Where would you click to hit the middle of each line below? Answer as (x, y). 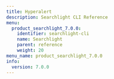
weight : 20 (30, 50)
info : (13, 61)
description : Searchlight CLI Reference (57, 17)
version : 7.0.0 (30, 67)
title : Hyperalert (29, 12)
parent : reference (40, 45)
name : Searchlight (40, 39)
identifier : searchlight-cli (53, 34)
